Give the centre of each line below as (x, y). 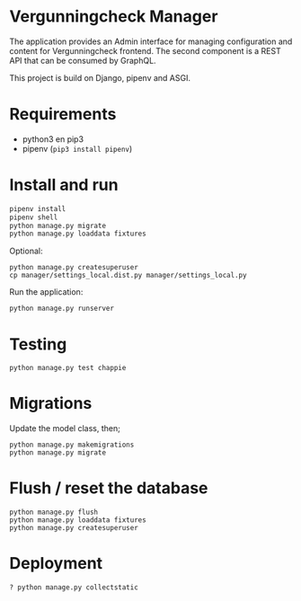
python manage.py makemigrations (72, 445)
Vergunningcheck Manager (114, 17)
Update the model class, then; (65, 429)
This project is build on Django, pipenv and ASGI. (100, 77)
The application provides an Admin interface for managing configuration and (151, 41)
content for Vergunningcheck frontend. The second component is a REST (145, 50)
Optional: (26, 251)
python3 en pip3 (53, 139)
